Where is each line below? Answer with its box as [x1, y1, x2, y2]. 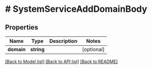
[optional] [82, 46, 105, 53]
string [30, 46, 45, 53]
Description [49, 38, 78, 44]
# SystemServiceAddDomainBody [5, 3, 148, 15]
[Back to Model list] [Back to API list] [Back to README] [5, 59, 118, 65]
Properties [5, 23, 38, 32]
